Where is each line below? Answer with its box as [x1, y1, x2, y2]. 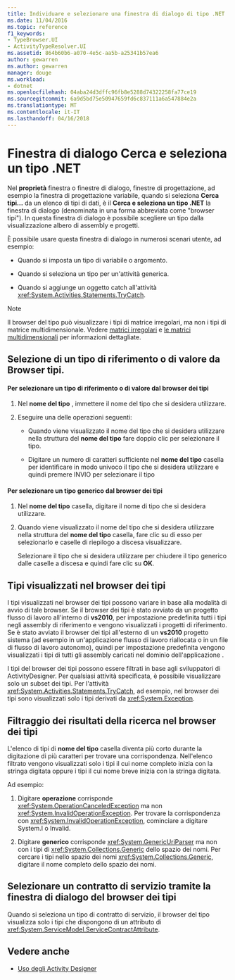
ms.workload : [7, 75, 46, 83]
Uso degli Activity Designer [17, 964, 97, 972]
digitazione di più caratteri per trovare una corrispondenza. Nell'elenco [7, 751, 213, 760]
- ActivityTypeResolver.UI [7, 43, 87, 50]
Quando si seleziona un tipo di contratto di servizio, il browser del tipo [7, 910, 210, 919]
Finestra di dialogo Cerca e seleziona [7, 145, 227, 161]
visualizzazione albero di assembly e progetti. [7, 221, 140, 230]
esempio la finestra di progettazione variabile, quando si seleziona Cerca [7, 191, 220, 199]
